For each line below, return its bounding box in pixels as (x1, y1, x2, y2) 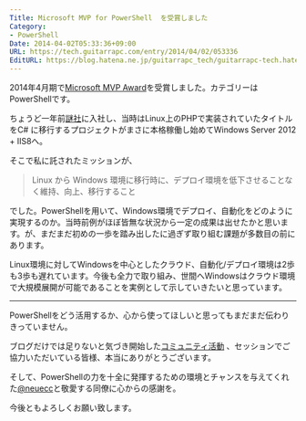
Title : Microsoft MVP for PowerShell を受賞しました (9, 13, 209, 23)
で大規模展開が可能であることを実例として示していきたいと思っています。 (9, 282, 287, 292)
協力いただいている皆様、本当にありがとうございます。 (9, 353, 217, 363)
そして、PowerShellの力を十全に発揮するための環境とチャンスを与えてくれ (9, 372, 290, 382)
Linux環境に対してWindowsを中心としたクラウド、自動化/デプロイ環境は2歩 (9, 259, 296, 269)
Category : (9, 22, 47, 31)
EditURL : (9, 56, 43, 65)
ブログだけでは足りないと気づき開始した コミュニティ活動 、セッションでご (9, 341, 291, 352)
